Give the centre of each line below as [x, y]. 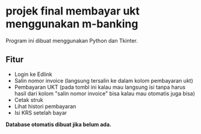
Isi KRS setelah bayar [41, 112]
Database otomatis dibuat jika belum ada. [59, 124]
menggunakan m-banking [72, 24]
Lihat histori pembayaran [45, 106]
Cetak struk [29, 100]
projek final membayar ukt [73, 11]
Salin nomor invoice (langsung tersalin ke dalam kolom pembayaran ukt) [104, 80]
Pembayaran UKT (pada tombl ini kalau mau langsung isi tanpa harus [100, 87]
